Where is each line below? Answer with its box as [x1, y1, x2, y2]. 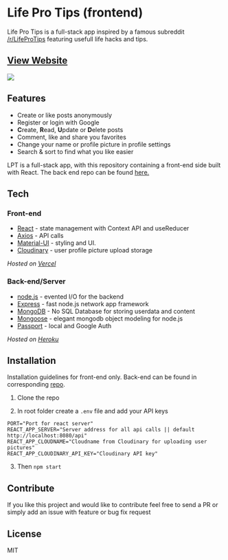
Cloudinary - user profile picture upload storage [16, 246, 153, 255]
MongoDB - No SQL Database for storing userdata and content [16, 307, 196, 315]
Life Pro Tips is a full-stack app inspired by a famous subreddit [7, 28, 185, 36]
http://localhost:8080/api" [7, 432, 88, 440]
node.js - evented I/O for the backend [16, 292, 124, 301]
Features [7, 93, 46, 105]
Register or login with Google [16, 118, 100, 127]
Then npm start [16, 462, 62, 471]
